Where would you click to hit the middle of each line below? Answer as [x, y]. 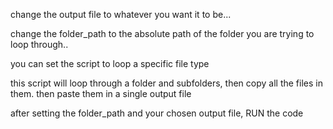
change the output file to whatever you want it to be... [121, 14]
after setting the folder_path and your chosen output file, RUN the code [157, 113]
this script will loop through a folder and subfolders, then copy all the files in [166, 83]
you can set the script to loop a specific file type [110, 63]
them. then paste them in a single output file [101, 93]
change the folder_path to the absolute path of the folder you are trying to [162, 33]
